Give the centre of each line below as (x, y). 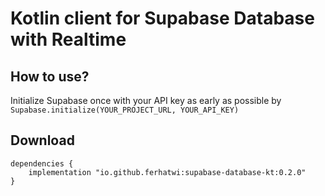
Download (42, 140)
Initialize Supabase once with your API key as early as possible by (146, 100)
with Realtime (68, 39)
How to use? (50, 76)
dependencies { (42, 163)
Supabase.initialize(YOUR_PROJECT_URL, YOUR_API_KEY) (125, 110)
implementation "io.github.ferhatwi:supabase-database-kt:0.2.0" (167, 172)
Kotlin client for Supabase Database (162, 18)
